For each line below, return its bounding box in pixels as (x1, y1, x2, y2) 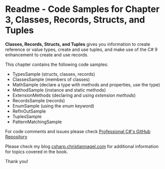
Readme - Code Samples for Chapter (5, 3, 160, 15)
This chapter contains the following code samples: (5, 61, 108, 67)
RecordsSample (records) (12, 97, 66, 103)
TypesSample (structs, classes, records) (12, 71, 95, 77)
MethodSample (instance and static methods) (12, 87, 106, 93)
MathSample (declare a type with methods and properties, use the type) (12, 81, 161, 88)
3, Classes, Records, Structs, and (5, 14, 145, 25)
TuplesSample (12, 113, 42, 119)
